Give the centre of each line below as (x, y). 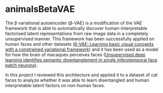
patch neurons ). (22, 65)
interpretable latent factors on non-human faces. (55, 85)
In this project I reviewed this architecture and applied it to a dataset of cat (81, 75)
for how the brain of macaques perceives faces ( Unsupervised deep (75, 54)
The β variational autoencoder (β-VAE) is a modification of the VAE (74, 23)
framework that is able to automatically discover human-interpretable (76, 28)
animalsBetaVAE (40, 9)
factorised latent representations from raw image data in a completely (77, 33)
